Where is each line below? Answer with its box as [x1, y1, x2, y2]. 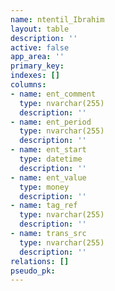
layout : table [10, 24, 70, 34]
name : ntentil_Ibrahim [10, 14, 105, 25]
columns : [10, 80, 47, 90]
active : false [10, 42, 70, 53]
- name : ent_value [10, 172, 87, 183]
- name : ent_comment [10, 89, 97, 99]
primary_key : [10, 61, 65, 71]
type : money [19, 182, 70, 192]
